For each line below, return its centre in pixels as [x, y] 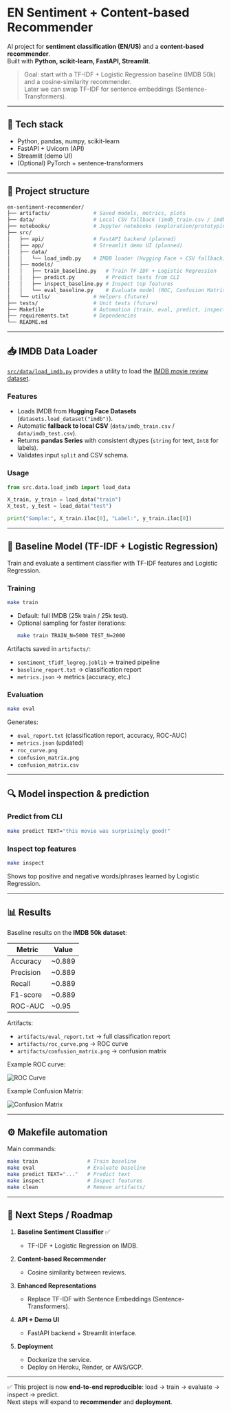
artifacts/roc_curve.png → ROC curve [73, 1043]
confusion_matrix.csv [48, 765]
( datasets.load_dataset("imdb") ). [65, 419]
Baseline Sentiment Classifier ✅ [64, 1232]
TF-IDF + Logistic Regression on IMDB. [83, 1246]
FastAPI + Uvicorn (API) [51, 148]
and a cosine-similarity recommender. [78, 81]
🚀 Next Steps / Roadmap [60, 1215]
